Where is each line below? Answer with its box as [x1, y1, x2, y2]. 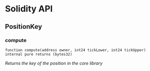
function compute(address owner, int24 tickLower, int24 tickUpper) [5, 47, 146, 52]
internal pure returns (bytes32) [5, 52, 73, 57]
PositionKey [5, 23, 43, 31]
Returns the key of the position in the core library [5, 60, 103, 66]
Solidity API [5, 3, 53, 14]
